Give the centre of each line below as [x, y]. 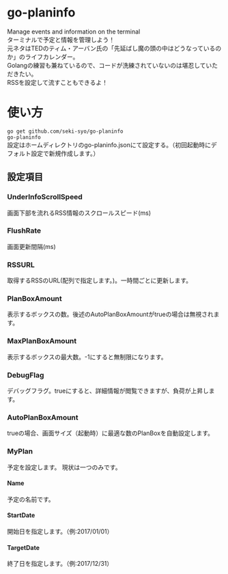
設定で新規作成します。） [65, 153]
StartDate [21, 515]
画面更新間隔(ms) [31, 246]
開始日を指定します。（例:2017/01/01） [60, 532]
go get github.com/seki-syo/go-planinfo [66, 131]
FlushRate [24, 231]
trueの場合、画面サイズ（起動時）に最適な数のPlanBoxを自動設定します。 [110, 433]
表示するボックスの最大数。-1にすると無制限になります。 [87, 356]
